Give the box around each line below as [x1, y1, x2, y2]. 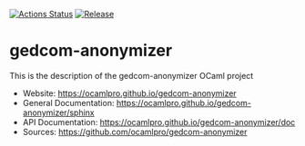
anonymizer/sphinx [22, 107, 95, 118]
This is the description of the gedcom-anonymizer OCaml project [9, 70, 254, 81]
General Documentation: [22, 97, 115, 108]
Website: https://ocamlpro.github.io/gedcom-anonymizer [22, 87, 237, 99]
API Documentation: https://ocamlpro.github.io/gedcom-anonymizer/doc [22, 116, 296, 127]
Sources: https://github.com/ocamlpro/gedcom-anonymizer [22, 126, 248, 137]
